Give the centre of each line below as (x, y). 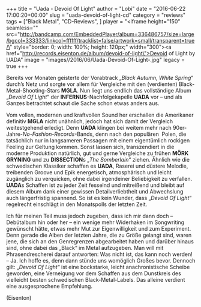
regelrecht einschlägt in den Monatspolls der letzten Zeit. (77, 204)
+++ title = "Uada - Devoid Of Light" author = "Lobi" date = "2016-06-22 (96, 9)
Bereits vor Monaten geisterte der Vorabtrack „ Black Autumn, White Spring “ (100, 78)
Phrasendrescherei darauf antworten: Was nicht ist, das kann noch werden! (100, 254)
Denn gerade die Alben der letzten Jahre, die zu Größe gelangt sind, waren (99, 235)
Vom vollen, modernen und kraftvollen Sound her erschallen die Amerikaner (100, 115)
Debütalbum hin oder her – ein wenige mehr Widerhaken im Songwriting (95, 222)
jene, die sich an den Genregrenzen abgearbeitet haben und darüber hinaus (100, 242)
